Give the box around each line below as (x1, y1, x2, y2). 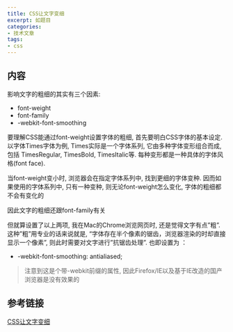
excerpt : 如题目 (7, 17, 51, 24)
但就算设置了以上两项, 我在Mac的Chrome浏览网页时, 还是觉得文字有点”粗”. (7, 221, 220, 229)
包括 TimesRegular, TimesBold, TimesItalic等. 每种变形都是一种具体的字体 (7, 150, 218, 159)
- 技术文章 (7, 29, 35, 37)
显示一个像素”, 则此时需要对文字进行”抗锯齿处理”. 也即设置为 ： (7, 238, 188, 246)
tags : (7, 36, 23, 43)
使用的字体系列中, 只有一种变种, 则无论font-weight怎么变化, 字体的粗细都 (13, 182, 222, 191)
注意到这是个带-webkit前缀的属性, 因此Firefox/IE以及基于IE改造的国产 (24, 266, 223, 275)
